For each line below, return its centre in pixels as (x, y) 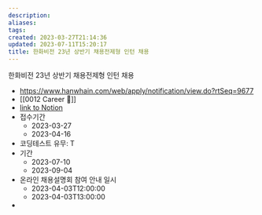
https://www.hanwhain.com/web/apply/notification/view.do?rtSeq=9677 (137, 91)
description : (30, 15)
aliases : (22, 23)
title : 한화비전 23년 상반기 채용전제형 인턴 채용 (79, 52)
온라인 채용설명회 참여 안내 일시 (68, 180)
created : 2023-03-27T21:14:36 (58, 37)
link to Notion (41, 107)
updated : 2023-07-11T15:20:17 (58, 45)
